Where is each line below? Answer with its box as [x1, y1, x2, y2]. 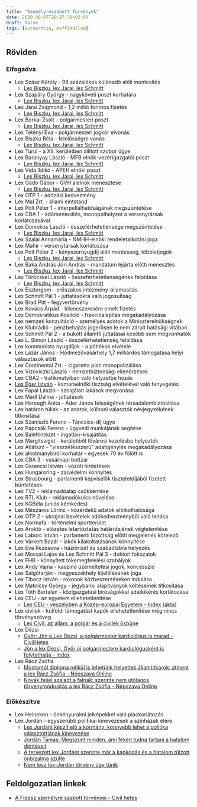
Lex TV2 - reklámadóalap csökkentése [14, 487, 109, 495]
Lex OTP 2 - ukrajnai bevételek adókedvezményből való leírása [14, 513, 169, 520]
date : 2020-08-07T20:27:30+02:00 [6, 14, 89, 20]
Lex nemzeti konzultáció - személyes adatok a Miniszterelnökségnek [14, 318, 183, 325]
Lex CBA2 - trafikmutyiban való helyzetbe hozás [14, 374, 133, 381]
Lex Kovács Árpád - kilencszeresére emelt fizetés [14, 305, 136, 312]
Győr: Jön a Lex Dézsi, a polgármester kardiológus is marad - [23, 632, 173, 639]
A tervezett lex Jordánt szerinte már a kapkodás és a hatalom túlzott [23, 749, 190, 756]
